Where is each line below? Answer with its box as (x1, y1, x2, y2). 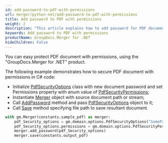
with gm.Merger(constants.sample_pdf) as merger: (5, 114, 111, 119)
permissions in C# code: (5, 73, 55, 80)
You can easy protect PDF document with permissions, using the (5, 53, 139, 59)
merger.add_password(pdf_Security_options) (14, 128, 106, 133)
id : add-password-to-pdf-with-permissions (5, 7, 95, 12)
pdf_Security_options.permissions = (14, 123, 91, 129)
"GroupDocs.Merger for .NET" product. (5, 58, 86, 65)
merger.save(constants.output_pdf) (14, 133, 88, 138)
